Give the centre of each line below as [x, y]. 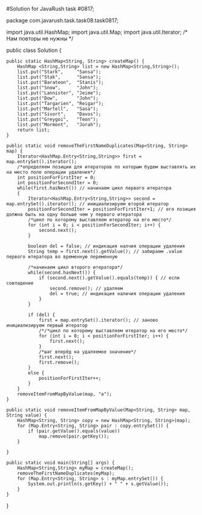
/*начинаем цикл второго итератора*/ [75, 267]
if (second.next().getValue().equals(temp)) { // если [109, 278]
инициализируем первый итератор [47, 325]
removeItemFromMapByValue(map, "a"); [65, 394]
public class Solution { [34, 50]
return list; [34, 130]
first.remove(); [59, 362]
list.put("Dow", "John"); [58, 98]
